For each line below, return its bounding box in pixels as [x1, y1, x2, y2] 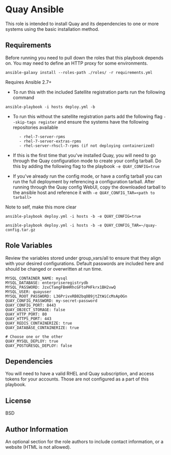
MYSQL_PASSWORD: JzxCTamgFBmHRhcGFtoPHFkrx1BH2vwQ [5, 285, 116, 290]
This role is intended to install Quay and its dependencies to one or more [5, 21, 159, 27]
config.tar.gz [5, 227, 36, 232]
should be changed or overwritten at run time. [5, 266, 103, 272]
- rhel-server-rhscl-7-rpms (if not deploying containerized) [18, 143, 155, 148]
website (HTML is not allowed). [5, 444, 71, 450]
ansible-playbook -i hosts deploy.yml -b [5, 104, 96, 109]
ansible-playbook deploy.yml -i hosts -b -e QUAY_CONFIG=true [5, 214, 141, 219]
